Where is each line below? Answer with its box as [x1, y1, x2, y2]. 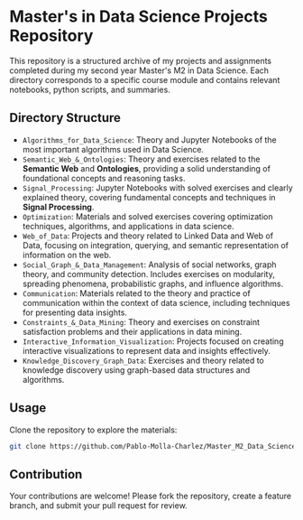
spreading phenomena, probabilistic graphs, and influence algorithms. [22, 278, 284, 289]
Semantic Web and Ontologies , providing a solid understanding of [22, 162, 271, 173]
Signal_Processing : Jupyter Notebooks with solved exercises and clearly [22, 182, 293, 193]
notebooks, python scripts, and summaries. [9, 84, 171, 95]
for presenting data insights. [22, 307, 128, 318]
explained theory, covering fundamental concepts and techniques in [22, 191, 277, 202]
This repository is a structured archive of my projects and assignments [9, 55, 272, 66]
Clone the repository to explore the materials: [9, 424, 178, 435]
